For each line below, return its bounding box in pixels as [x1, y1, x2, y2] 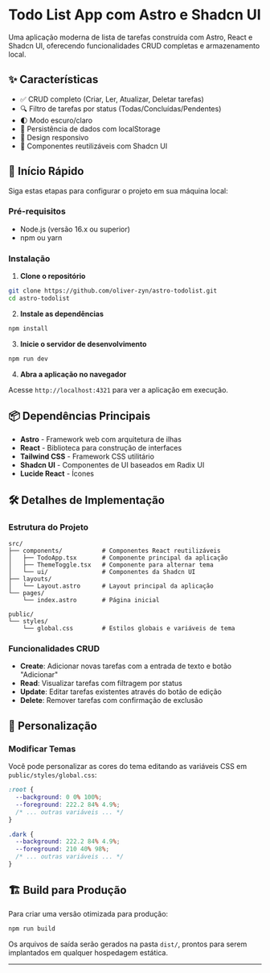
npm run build [8, 925, 56, 933]
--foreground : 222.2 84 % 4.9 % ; [15, 800, 121, 809]
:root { [8, 786, 35, 794]
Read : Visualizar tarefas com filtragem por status [19, 679, 182, 688]
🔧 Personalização [8, 719, 98, 733]
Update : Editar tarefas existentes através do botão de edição [19, 687, 223, 696]
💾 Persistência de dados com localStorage [19, 123, 161, 134]
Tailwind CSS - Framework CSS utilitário [19, 451, 155, 461]
